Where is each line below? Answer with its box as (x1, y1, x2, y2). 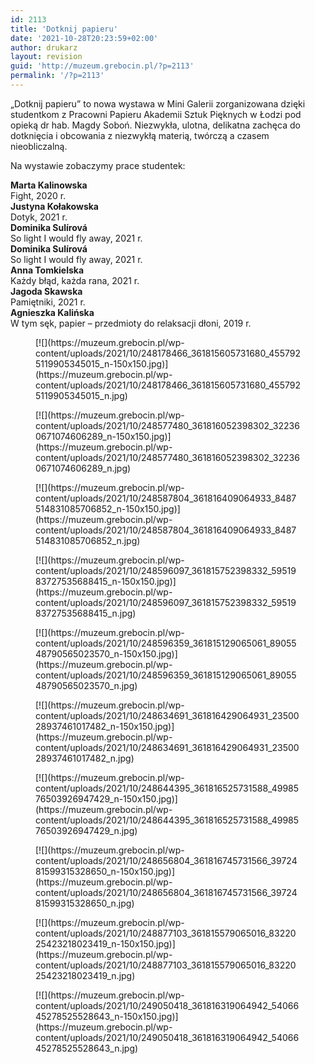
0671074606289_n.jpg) (35, 462, 132, 474)
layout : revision (10, 52, 83, 62)
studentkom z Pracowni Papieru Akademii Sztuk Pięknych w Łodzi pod (10, 108, 302, 120)
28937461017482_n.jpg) (35, 752, 135, 764)
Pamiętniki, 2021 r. (10, 296, 86, 308)
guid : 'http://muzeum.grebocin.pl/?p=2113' (10, 61, 195, 71)
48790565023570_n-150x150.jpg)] (35, 647, 178, 660)
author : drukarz (10, 42, 78, 53)
